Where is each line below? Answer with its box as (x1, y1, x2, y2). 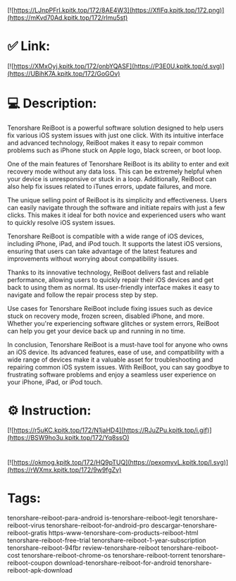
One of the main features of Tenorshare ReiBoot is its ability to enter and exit (7, 159, 229, 168)
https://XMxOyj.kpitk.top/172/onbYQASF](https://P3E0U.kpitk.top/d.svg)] (13, 61, 225, 70)
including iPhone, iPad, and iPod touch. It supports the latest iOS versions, (7, 239, 223, 247)
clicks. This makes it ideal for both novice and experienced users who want (7, 211, 226, 219)
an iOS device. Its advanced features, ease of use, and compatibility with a (7, 348, 224, 356)
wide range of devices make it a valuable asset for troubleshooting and (7, 355, 213, 364)
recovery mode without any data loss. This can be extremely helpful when (7, 167, 223, 176)
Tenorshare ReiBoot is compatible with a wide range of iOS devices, (7, 232, 204, 240)
